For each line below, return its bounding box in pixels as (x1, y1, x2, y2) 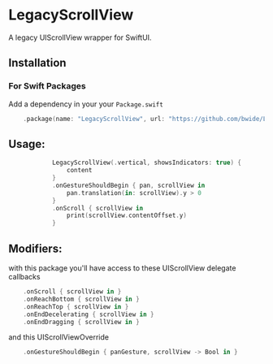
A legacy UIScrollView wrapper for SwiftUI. (8, 32, 152, 42)
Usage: (8, 136, 46, 151)
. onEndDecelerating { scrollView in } (23, 310, 154, 318)
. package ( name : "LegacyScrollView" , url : (23, 115, 165, 123)
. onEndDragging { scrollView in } (23, 318, 140, 326)
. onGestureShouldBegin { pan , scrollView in (51, 181, 206, 189)
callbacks (8, 272, 41, 281)
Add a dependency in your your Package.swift (8, 99, 164, 109)
